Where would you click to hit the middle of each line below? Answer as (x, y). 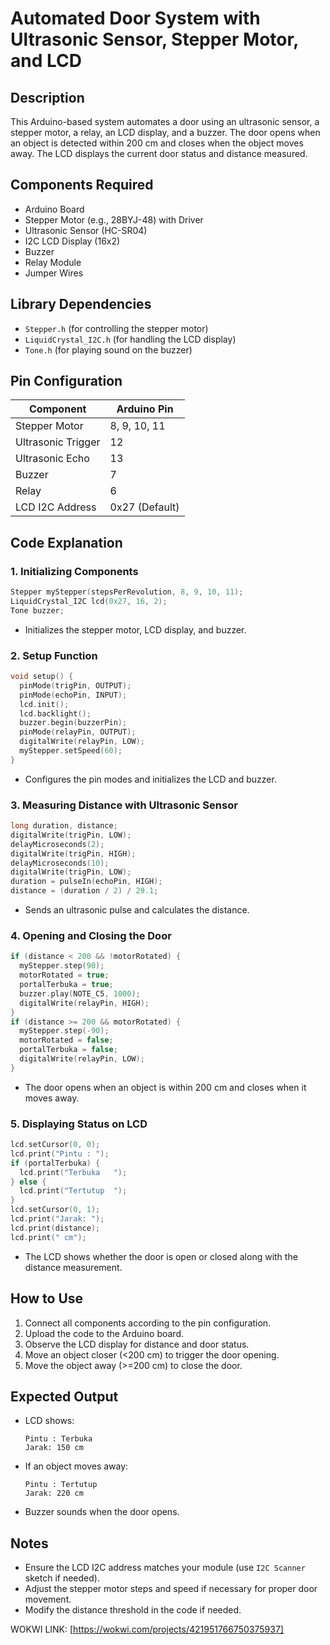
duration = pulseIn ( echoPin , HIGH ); (86, 882)
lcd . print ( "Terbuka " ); (73, 1172)
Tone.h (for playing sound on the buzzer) (108, 349)
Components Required (82, 185)
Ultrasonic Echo (52, 459)
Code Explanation (66, 542)
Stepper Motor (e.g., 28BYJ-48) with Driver (114, 219)
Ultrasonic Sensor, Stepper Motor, (154, 39)
